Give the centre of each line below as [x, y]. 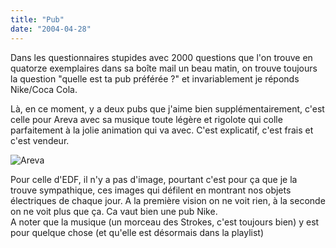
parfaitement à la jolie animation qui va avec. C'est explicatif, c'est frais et [162, 130]
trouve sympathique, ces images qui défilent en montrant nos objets [151, 190]
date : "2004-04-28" [51, 29]
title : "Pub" [37, 19]
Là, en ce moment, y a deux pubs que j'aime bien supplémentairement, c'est [167, 108]
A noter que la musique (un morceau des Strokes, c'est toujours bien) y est [165, 222]
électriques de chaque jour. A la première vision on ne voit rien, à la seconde [168, 200]
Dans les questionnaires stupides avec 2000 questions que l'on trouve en [161, 57]
